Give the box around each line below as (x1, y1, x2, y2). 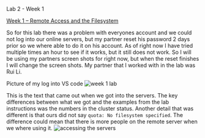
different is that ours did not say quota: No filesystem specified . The (6, 112, 184, 118)
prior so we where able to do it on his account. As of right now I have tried (6, 42, 193, 49)
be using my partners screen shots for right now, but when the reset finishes (6, 55, 199, 62)
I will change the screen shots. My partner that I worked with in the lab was (6, 61, 196, 69)
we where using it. (6, 125, 53, 131)
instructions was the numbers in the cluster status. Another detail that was (6, 105, 194, 112)
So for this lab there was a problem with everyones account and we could (6, 29, 192, 36)
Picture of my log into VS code (6, 80, 84, 87)
